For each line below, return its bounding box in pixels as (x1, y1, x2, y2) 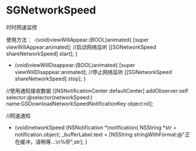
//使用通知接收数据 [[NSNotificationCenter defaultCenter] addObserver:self (6, 87, 188, 94)
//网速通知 (6, 112, 31, 119)
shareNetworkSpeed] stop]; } (14, 75, 87, 82)
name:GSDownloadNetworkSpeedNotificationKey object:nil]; (6, 100, 154, 107)
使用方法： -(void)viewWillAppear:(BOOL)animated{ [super (6, 36, 149, 43)
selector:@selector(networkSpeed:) (6, 93, 93, 100)
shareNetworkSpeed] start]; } (6, 50, 78, 57)
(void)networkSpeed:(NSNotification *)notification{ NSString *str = (14, 124, 177, 131)
